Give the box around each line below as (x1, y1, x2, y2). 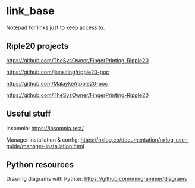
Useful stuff (6, 109, 52, 119)
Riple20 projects (6, 41, 69, 51)
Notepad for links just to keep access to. (6, 24, 105, 31)
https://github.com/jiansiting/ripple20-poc (6, 68, 109, 76)
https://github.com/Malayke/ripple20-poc (6, 80, 108, 87)
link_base (6, 4, 55, 18)
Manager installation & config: (6, 136, 80, 143)
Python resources (6, 159, 74, 170)
